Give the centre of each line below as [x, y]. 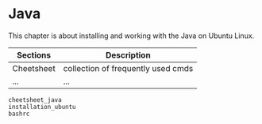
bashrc [19, 114]
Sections [34, 54]
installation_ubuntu [42, 107]
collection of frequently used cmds [128, 68]
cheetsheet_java [35, 100]
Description [128, 54]
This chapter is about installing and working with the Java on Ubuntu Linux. [131, 36]
